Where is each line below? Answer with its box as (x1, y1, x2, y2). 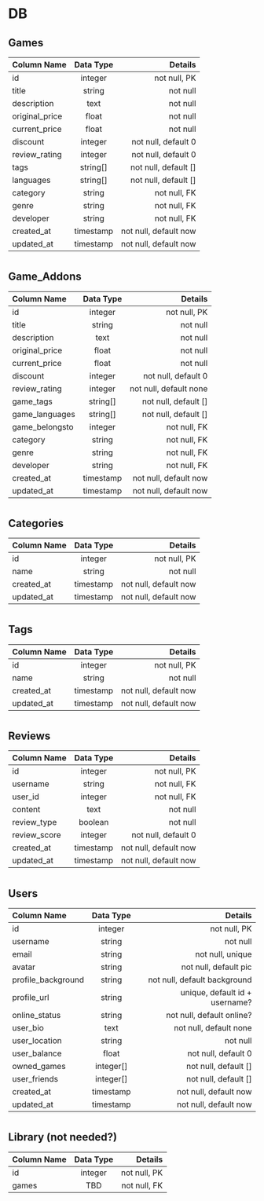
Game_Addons (8, 270, 82, 284)
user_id (12, 791, 39, 802)
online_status (12, 1010, 61, 1021)
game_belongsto (12, 421, 74, 432)
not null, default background (148, 975, 252, 986)
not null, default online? (166, 1010, 252, 1021)
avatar (12, 961, 35, 972)
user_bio (12, 1023, 45, 1034)
